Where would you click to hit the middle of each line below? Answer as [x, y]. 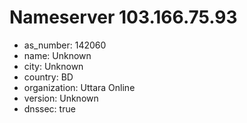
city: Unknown [53, 66]
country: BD [48, 77]
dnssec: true [49, 108]
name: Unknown [57, 55]
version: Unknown [61, 98]
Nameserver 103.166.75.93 [123, 17]
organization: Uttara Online [79, 87]
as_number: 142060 [65, 45]
